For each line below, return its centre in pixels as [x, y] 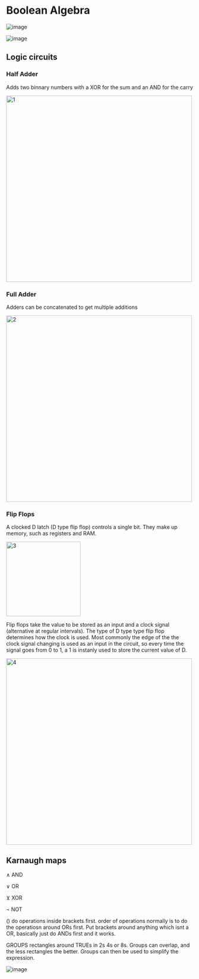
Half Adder [22, 74]
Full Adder [21, 294]
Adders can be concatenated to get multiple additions [72, 307]
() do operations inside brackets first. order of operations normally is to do [97, 921]
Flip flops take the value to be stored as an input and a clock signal [88, 625]
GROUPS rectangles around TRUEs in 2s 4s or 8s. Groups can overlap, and [98, 945]
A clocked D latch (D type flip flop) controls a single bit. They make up [92, 527]
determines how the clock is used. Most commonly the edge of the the [93, 637]
